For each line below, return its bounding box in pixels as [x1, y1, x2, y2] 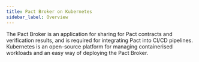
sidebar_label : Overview [6, 14, 68, 20]
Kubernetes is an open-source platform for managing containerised [6, 43, 173, 50]
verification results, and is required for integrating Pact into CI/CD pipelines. [6, 37, 193, 44]
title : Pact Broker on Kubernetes [6, 8, 93, 15]
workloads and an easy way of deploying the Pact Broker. [6, 49, 149, 56]
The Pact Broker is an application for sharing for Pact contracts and [6, 30, 173, 37]
